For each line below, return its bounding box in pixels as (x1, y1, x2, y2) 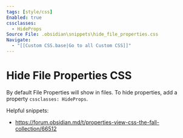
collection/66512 (15, 125, 57, 132)
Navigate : (6, 37, 32, 43)
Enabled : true (6, 15, 42, 21)
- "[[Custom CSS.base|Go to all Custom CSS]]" (12, 43, 131, 49)
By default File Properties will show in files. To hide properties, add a (6, 88, 178, 96)
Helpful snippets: (6, 107, 49, 114)
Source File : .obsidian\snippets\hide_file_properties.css (6, 31, 159, 38)
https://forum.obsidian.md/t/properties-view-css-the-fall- (15, 119, 159, 126)
